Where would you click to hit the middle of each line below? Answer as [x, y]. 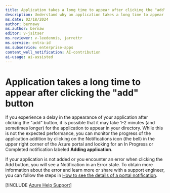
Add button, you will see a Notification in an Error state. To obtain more [79, 165]
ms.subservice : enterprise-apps [39, 47]
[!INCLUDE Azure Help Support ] [38, 185]
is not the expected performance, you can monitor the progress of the [78, 133]
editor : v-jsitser [25, 33]
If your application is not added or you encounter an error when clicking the [84, 159]
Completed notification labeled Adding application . [59, 150]
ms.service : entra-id [28, 43]
